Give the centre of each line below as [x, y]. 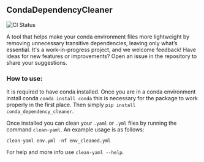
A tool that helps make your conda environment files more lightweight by [98, 37]
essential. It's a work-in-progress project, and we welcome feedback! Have [101, 50]
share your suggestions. [37, 62]
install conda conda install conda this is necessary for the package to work [102, 98]
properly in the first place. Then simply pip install [71, 105]
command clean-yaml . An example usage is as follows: [75, 130]
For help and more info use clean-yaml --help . [65, 152]
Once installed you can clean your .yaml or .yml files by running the [92, 123]
